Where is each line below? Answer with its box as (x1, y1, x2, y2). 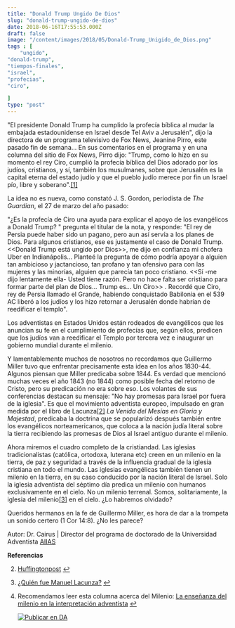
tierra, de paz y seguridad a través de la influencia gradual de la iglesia (7, 458, 212, 466)
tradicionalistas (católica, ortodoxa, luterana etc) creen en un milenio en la (7, 451, 222, 459)
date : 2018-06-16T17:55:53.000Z (7, 23, 102, 30)
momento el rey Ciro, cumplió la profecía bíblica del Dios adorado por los (7, 158, 218, 166)
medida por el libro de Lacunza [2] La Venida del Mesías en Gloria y (7, 407, 202, 415)
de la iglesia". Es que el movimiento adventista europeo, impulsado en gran (7, 399, 224, 408)
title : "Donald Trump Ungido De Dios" (7, 10, 121, 18)
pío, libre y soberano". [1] (7, 181, 79, 188)
